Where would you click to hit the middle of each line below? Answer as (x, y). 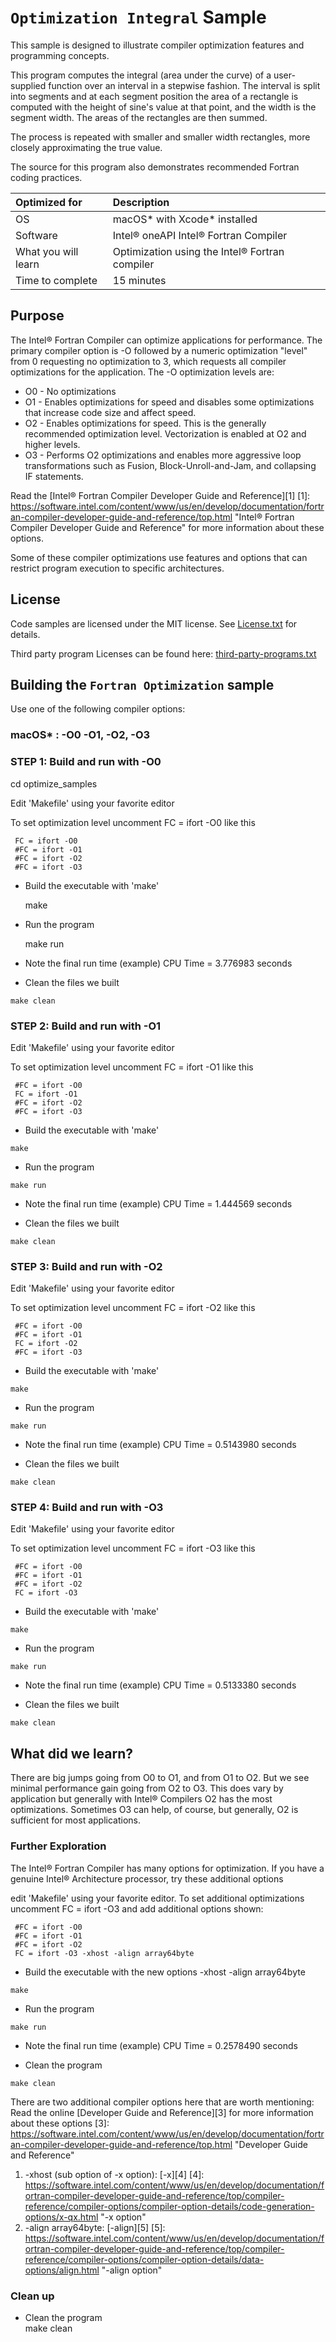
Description (141, 202)
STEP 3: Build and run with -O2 (86, 1266)
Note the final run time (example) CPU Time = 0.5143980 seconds (160, 1445)
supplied (28, 85)
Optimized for (49, 202)
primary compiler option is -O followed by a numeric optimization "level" (159, 350)
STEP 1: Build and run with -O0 (86, 762)
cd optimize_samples (54, 783)
